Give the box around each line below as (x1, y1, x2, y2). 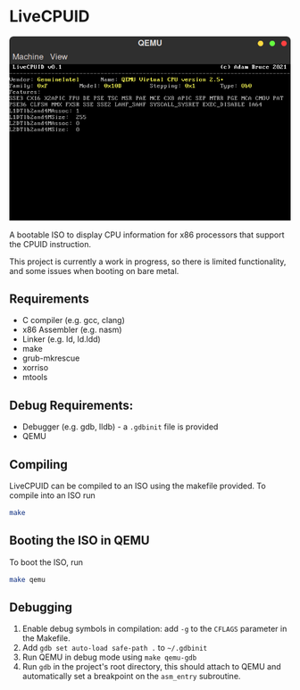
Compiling (9, 457, 69, 472)
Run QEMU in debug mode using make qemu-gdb (21, 652, 197, 662)
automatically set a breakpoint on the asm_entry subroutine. (21, 671, 241, 682)
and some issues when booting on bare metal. (9, 265, 179, 276)
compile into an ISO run (9, 490, 96, 501)
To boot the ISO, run (9, 556, 83, 568)
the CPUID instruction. (9, 238, 92, 249)
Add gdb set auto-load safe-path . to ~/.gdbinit (21, 643, 208, 653)
